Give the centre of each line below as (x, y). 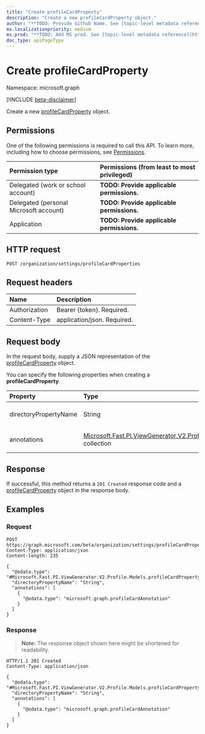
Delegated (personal (39, 203)
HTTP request (34, 249)
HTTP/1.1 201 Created (34, 661)
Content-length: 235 (33, 556)
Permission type (34, 171)
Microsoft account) (37, 210)
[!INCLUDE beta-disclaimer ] (41, 99)
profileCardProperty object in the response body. (68, 490)
